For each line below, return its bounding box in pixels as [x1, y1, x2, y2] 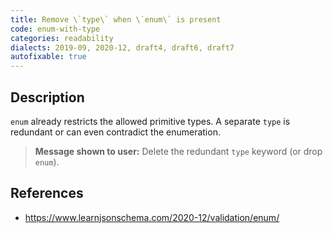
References [10, 185, 84, 202]
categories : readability [10, 33, 114, 43]
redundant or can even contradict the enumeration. [10, 126, 221, 138]
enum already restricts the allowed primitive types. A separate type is [10, 115, 291, 127]
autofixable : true [10, 52, 87, 62]
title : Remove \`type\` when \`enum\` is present [10, 14, 222, 25]
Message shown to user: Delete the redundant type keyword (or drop [34, 145, 323, 157]
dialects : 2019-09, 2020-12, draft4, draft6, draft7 [10, 42, 235, 53]
